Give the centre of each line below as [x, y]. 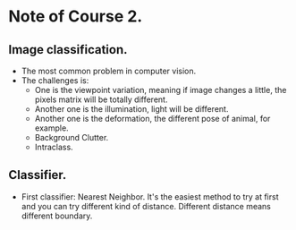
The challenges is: [55, 81]
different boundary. [57, 216]
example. [51, 128]
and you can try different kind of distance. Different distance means [146, 206]
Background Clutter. [72, 137]
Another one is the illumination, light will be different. [131, 109]
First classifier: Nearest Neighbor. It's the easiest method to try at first [150, 196]
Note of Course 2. [76, 17]
